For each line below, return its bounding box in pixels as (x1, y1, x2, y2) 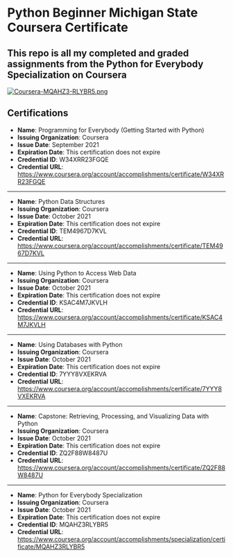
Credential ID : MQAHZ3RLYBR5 (17, 520, 109, 529)
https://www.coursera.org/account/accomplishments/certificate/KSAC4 (17, 313, 223, 321)
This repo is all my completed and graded (7, 47, 189, 59)
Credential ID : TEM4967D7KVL (17, 227, 107, 235)
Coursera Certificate (7, 19, 128, 35)
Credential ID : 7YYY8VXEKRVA (17, 370, 107, 378)
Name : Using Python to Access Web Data (17, 268, 137, 277)
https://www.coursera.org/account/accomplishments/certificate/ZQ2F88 (17, 463, 225, 472)
